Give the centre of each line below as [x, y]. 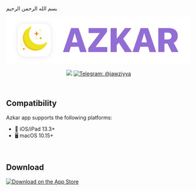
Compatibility [31, 103]
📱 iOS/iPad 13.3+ [35, 129]
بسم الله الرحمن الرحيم [32, 8]
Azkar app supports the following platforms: [59, 117]
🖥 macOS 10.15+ [34, 135]
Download [25, 167]
